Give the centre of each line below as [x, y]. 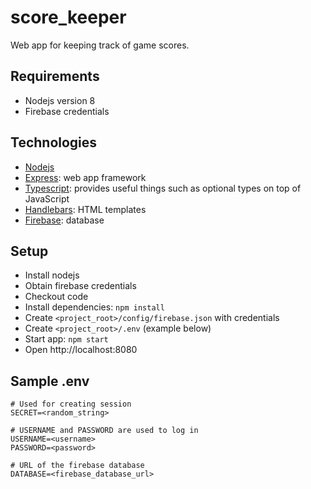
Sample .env [50, 381]
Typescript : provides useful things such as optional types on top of [163, 188]
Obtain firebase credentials [80, 286]
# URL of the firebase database [77, 466]
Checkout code [56, 297]
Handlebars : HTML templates [85, 209]
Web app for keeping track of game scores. [100, 45]
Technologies [54, 142]
